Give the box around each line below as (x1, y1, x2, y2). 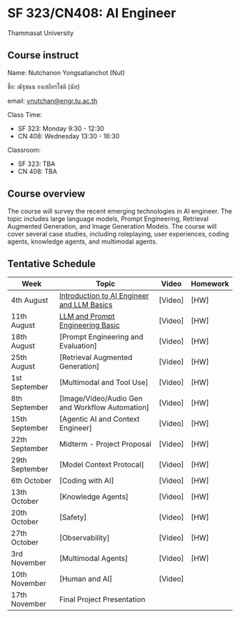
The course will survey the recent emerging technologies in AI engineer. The (7, 206, 232, 215)
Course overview (7, 188, 86, 200)
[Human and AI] (59, 574, 113, 584)
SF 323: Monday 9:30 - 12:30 (17, 124, 105, 133)
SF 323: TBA (17, 159, 56, 168)
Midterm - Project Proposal (59, 439, 151, 449)
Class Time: (7, 110, 43, 119)
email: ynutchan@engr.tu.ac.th (7, 96, 98, 105)
